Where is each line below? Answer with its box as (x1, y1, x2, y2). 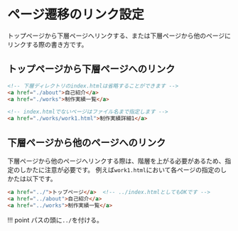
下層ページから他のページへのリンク (7, 136, 166, 149)
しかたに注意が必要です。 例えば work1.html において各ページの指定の (19, 165, 221, 174)
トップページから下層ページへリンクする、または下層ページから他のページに (7, 31, 231, 40)
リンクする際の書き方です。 (7, 40, 88, 48)
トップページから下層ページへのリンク (7, 63, 175, 75)
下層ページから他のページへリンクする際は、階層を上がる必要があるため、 (7, 156, 225, 165)
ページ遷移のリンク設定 (7, 6, 144, 23)
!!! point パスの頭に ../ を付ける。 (7, 215, 103, 224)
